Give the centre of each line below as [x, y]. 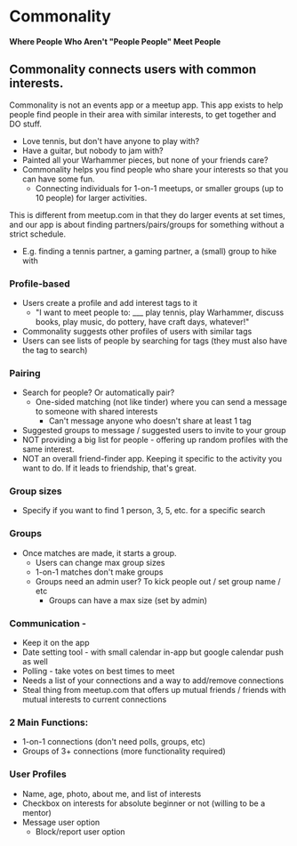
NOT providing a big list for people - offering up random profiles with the [155, 440]
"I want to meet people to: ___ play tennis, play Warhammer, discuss [160, 312]
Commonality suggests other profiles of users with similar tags [137, 331]
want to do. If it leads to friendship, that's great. [109, 468]
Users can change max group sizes [100, 562]
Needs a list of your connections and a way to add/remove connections [153, 681]
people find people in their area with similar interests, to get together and [143, 114]
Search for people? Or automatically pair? [98, 392]
